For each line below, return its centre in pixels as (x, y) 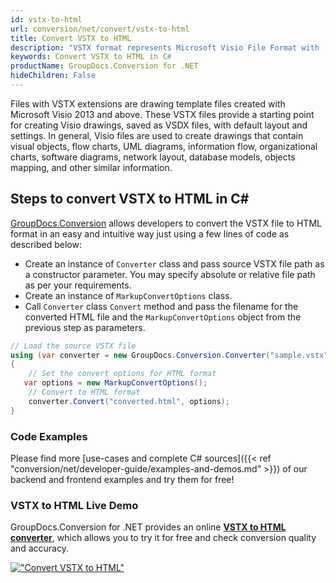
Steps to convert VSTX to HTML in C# (130, 199)
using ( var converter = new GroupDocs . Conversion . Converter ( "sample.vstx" (169, 355)
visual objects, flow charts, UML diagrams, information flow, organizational (164, 146)
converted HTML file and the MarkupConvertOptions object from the (163, 317)
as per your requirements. (78, 285)
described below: (46, 244)
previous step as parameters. (85, 327)
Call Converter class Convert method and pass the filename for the (161, 306)
